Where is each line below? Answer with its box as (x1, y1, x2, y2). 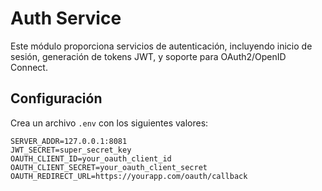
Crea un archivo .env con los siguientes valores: (10, 117, 209, 129)
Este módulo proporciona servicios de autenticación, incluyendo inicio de (10, 40, 313, 52)
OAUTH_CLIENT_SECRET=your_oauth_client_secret (10, 162, 208, 172)
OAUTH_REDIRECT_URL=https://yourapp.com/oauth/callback (10, 171, 248, 181)
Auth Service (10, 7, 122, 30)
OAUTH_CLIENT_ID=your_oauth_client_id (10, 153, 172, 164)
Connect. (10, 61, 48, 73)
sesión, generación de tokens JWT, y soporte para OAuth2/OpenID (10, 50, 287, 62)
